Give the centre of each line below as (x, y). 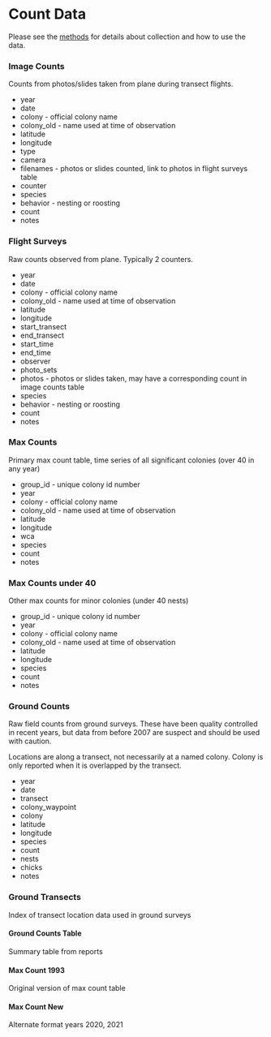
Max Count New (36, 1006)
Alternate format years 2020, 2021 (66, 1025)
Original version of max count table (67, 988)
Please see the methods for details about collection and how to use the (127, 37)
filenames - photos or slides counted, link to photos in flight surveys (134, 169)
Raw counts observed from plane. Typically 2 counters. (101, 259)
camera (33, 160)
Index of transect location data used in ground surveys (100, 914)
